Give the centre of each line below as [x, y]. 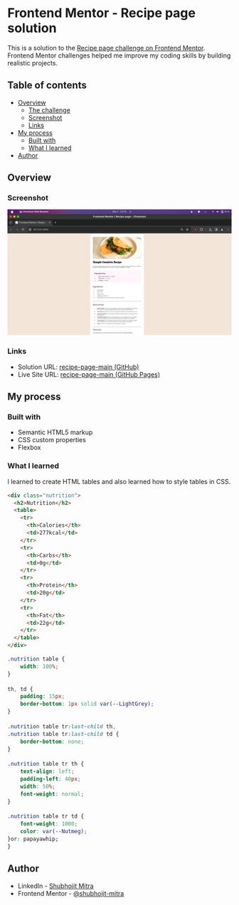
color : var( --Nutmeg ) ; [54, 832]
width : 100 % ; [39, 666]
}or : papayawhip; [33, 839]
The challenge [49, 110]
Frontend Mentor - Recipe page [101, 13]
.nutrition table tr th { [46, 764]
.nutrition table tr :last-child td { [63, 734]
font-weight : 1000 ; [49, 824]
